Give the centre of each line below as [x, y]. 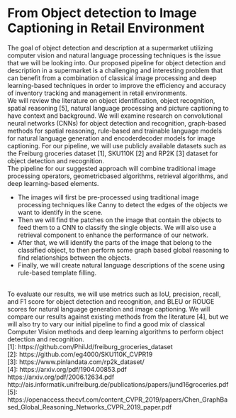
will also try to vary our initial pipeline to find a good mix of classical [106, 324]
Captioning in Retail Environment [106, 28]
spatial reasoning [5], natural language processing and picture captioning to [118, 108]
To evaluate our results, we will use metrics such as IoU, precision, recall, [114, 294]
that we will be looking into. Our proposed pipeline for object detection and [117, 62]
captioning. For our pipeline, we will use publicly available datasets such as [117, 145]
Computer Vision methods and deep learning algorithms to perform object [116, 331]
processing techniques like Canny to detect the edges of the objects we [123, 204]
